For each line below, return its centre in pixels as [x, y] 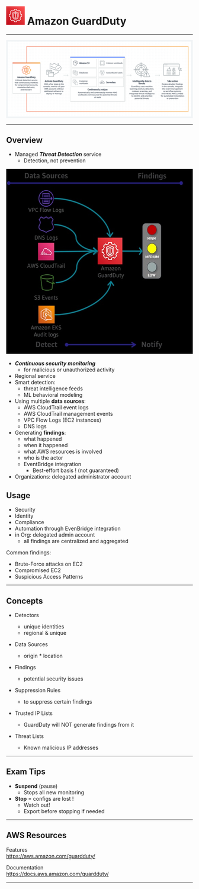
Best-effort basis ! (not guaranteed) [76, 470]
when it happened [46, 445]
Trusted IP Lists [34, 713]
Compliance [29, 522]
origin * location [43, 656]
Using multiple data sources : [50, 401]
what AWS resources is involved [63, 452]
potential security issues [53, 679]
